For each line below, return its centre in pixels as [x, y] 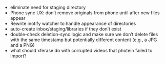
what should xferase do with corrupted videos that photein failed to [81, 51]
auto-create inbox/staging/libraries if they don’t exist [66, 29]
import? [18, 56]
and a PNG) [22, 45]
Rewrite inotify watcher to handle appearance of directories [73, 23]
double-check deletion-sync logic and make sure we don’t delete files [84, 34]
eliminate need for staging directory [48, 7]
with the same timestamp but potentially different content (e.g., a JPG [84, 40]
